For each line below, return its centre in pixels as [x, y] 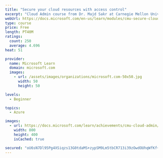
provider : [15, 59]
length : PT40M [19, 32]
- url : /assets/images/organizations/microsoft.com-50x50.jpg [78, 77]
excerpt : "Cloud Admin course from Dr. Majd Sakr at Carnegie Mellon [77, 14]
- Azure [17, 112]
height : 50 [29, 86]
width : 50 [28, 81]
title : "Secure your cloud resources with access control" [66, 9]
